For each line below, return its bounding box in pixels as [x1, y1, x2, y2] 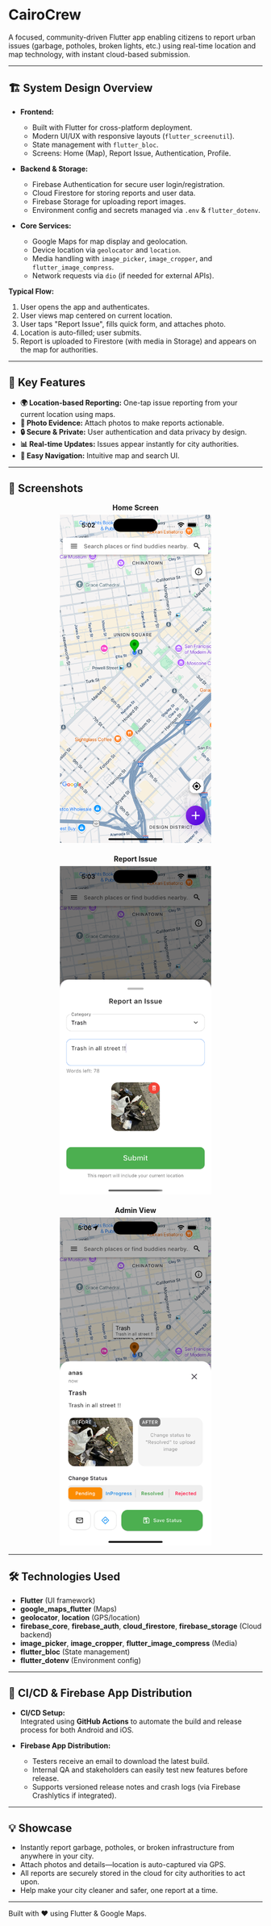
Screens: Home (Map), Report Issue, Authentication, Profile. [31, 148, 231, 158]
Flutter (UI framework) [19, 1595, 96, 1605]
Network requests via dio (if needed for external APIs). [31, 270, 215, 280]
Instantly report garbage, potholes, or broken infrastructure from [19, 1843, 236, 1853]
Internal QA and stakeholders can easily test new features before [31, 1765, 248, 1774]
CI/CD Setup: [19, 1707, 66, 1717]
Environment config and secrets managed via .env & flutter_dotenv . [31, 205, 261, 215]
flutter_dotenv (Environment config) [19, 1655, 141, 1665]
